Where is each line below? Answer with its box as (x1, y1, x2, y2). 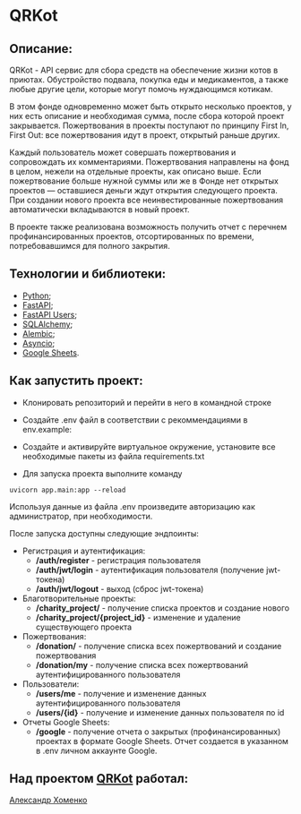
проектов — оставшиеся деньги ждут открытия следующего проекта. (9, 185, 278, 195)
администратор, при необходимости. (9, 510, 153, 521)
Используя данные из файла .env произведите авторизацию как (9, 501, 255, 511)
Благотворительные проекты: (21, 593, 136, 604)
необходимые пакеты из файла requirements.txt (21, 450, 205, 461)
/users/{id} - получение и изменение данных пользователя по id (35, 707, 285, 717)
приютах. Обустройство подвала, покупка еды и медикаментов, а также (9, 74, 289, 85)
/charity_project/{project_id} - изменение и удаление (35, 612, 241, 622)
